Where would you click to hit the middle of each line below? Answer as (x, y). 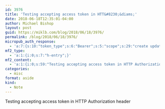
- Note (16, 87)
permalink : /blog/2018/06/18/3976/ (41, 37)
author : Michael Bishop (29, 23)
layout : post (18, 28)
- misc (16, 74)
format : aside (20, 78)
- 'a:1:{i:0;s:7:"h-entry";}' (40, 55)
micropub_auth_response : (30, 42)
